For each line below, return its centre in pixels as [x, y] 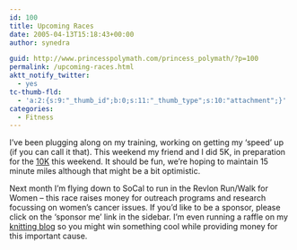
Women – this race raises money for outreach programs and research [138, 198]
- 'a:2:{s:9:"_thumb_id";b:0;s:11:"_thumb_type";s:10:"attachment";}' [152, 100]
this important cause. [48, 236]
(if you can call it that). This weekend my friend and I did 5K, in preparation [147, 152]
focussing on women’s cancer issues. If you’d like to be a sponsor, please [145, 208]
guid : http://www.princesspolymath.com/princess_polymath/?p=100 [134, 59]
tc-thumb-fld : [36, 92]
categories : [31, 108]
